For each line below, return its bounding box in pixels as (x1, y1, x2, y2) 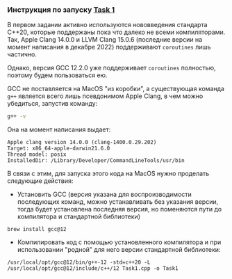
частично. (7, 50, 37, 58)
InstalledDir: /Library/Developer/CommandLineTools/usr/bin (7, 157, 185, 164)
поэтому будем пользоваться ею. (7, 71, 108, 79)
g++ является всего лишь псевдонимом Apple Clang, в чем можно (7, 92, 204, 100)
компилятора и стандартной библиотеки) (17, 212, 141, 221)
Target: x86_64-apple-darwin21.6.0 (7, 145, 110, 152)
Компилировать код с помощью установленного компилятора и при (17, 238, 222, 246)
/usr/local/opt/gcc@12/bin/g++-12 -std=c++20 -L (7, 259, 151, 266)
